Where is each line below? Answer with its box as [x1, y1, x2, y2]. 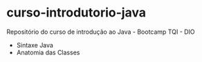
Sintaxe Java [16, 41, 53, 49]
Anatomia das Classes [16, 48, 80, 56]
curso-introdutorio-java [6, 5, 147, 21]
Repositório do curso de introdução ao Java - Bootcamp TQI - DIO [6, 28, 195, 36]
